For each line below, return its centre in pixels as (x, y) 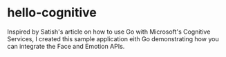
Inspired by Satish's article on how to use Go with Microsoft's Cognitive (109, 32)
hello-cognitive (52, 13)
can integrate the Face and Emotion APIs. (66, 46)
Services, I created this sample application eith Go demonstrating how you (113, 38)
